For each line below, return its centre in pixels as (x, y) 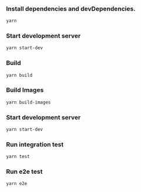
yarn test (18, 157)
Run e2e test (24, 172)
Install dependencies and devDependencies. (71, 9)
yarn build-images (28, 102)
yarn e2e (17, 184)
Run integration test (35, 144)
